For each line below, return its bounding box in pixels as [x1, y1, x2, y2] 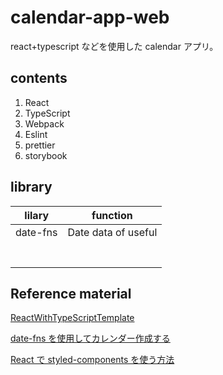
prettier [24, 139, 56, 151]
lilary [24, 208, 50, 222]
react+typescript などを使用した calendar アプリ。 [10, 40, 219, 52]
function [91, 208, 133, 222]
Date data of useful [67, 225, 158, 239]
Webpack [24, 117, 65, 130]
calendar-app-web [10, 6, 170, 29]
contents [10, 70, 68, 87]
